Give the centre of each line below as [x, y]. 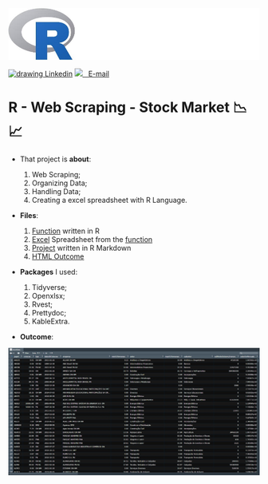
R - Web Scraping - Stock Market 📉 [128, 107]
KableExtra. [51, 321]
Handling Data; [56, 191]
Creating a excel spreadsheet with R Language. [109, 200]
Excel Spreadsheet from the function [92, 239]
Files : [29, 215]
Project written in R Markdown [81, 248]
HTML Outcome [58, 256]
